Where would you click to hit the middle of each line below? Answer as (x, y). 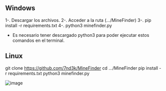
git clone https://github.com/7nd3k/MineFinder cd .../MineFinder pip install (82, 68)
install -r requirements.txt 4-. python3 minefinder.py (59, 25)
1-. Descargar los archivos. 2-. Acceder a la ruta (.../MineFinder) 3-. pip (78, 20)
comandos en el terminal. (38, 40)
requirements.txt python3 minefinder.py (49, 73)
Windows (20, 8)
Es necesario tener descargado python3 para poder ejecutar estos (81, 35)
